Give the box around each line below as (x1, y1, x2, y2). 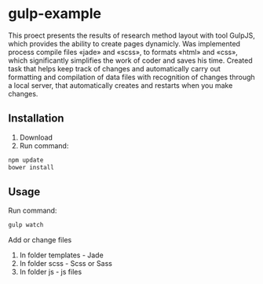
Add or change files (8, 235, 72, 245)
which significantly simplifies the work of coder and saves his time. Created (8, 56, 253, 65)
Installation (8, 111, 64, 126)
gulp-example (8, 5, 102, 23)
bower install (8, 163, 55, 171)
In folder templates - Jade (19, 250, 104, 260)
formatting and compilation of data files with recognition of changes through (8, 72, 255, 82)
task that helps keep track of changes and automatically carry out (8, 64, 221, 73)
